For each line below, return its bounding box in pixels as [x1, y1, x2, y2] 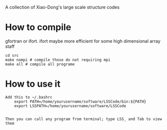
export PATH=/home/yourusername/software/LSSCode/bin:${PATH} [14, 99, 146, 104]
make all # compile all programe [5, 62, 75, 67]
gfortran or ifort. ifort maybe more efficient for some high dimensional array [5, 38, 161, 44]
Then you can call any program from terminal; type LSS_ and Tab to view [5, 117, 162, 122]
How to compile [5, 22, 71, 33]
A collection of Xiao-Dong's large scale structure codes [5, 4, 120, 10]
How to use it [5, 78, 61, 90]
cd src [5, 53, 19, 58]
